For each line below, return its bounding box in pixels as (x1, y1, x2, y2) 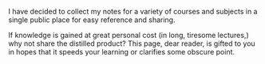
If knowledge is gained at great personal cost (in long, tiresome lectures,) (8, 31, 249, 40)
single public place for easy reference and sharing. (8, 15, 176, 24)
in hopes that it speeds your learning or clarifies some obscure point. (8, 47, 235, 56)
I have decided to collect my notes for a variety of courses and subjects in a (8, 7, 258, 16)
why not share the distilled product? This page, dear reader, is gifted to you (8, 39, 255, 48)
